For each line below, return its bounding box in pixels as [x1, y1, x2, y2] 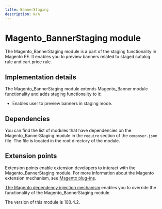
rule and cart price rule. [5, 59, 52, 65]
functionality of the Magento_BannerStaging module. [5, 190, 111, 195]
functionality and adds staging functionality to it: [5, 91, 102, 97]
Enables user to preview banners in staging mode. [12, 101, 113, 106]
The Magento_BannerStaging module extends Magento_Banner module [5, 86, 148, 92]
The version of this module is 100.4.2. [5, 199, 80, 205]
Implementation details [5, 73, 77, 81]
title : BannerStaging [5, 7, 49, 12]
